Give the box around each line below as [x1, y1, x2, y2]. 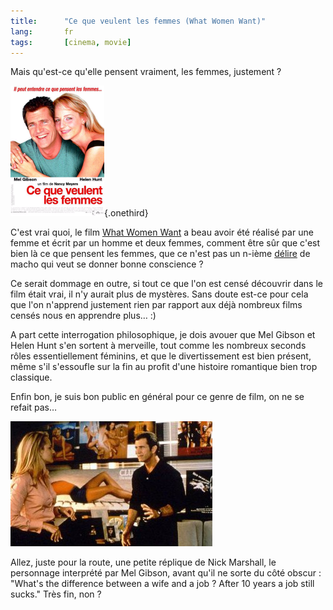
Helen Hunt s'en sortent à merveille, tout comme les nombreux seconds [10, 340, 307, 352]
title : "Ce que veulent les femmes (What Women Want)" [10, 16, 267, 26]
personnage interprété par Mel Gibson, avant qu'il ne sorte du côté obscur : [10, 567, 322, 579]
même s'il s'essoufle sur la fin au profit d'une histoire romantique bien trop [10, 361, 318, 373]
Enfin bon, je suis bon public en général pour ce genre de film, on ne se [10, 391, 305, 403]
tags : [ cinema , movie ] [10, 37, 132, 47]
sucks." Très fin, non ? [10, 588, 102, 600]
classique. [10, 371, 53, 384]
